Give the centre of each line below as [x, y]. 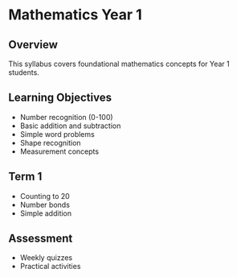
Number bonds [45, 205]
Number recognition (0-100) [67, 117]
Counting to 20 [45, 196]
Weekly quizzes [46, 258]
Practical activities [50, 267]
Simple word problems [57, 134]
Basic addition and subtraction [70, 126]
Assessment [41, 239]
